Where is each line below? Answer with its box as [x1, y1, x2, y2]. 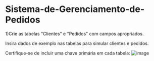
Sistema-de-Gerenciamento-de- [5, 3, 145, 15]
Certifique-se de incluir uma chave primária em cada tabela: [5, 50, 130, 56]
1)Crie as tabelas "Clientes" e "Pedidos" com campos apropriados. [5, 30, 144, 36]
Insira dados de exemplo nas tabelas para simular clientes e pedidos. [5, 40, 149, 46]
